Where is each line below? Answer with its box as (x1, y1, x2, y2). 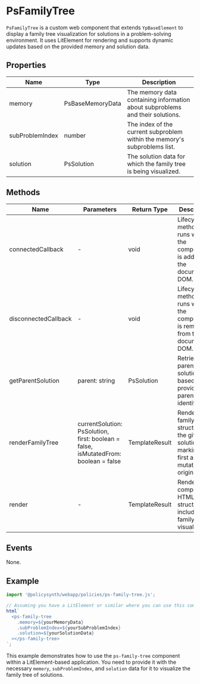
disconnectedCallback (9, 315, 72, 323)
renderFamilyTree (9, 438, 59, 446)
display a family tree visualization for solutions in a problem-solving (6, 30, 171, 37)
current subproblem (127, 127, 183, 135)
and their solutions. (127, 110, 181, 119)
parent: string (77, 376, 115, 384)
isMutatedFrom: (77, 449, 122, 458)
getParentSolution (9, 376, 60, 384)
